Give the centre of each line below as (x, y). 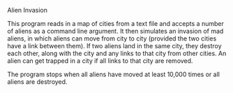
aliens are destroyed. (37, 82)
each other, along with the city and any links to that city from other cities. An (117, 53)
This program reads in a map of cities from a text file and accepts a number (116, 23)
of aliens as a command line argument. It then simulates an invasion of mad (115, 31)
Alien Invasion (27, 10)
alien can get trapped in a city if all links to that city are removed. (100, 61)
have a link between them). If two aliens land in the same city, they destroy (114, 46)
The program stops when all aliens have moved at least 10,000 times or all (113, 74)
